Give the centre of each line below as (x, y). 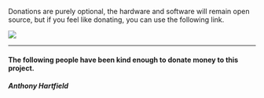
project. (21, 68)
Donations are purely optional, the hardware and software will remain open (129, 11)
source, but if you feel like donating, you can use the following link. (116, 20)
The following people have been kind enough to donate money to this (123, 60)
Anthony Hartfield (38, 86)
